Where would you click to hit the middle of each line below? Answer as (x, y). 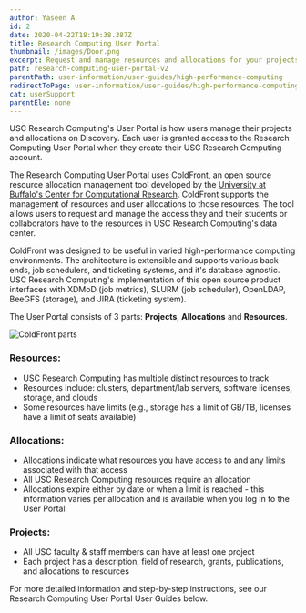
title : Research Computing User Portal (85, 43)
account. (26, 158)
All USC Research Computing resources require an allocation (137, 479)
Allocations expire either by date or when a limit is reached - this (143, 489)
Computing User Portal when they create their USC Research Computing (146, 148)
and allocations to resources (76, 571)
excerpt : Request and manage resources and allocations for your (136, 60)
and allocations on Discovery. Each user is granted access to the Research (149, 138)
